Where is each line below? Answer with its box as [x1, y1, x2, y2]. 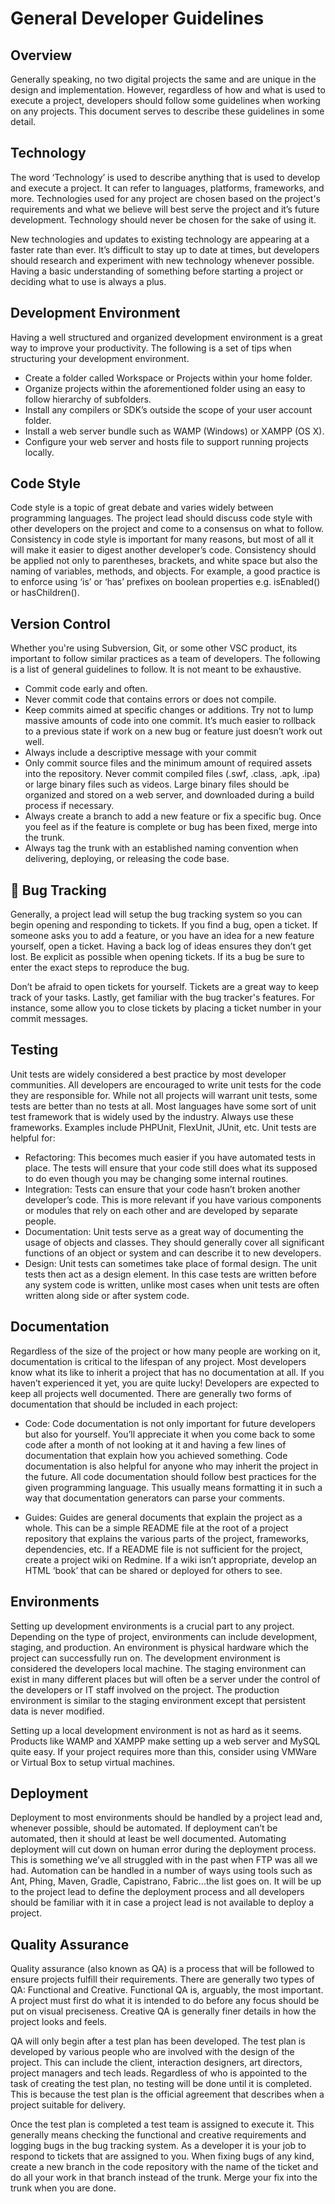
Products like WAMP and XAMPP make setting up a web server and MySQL [10, 1735, 321, 1747]
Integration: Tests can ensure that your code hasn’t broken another [24, 1183, 301, 1195]
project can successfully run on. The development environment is [10, 1652, 281, 1664]
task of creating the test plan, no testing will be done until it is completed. [10, 2078, 312, 2090]
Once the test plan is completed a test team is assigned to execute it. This [10, 2118, 315, 2131]
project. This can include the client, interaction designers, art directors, [10, 2057, 303, 2069]
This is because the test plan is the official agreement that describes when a [10, 2088, 325, 2101]
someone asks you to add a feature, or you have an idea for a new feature [10, 930, 315, 942]
